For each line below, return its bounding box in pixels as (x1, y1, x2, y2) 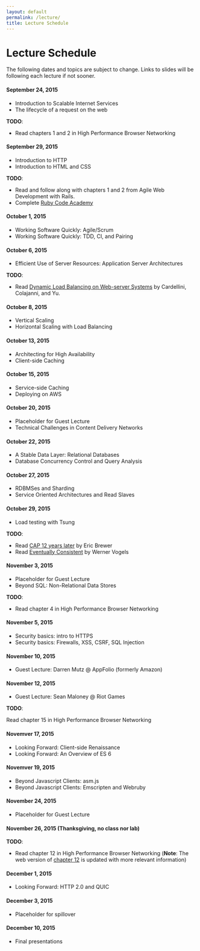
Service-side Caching (14, 384, 69, 391)
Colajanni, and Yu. (14, 290, 60, 297)
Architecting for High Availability (14, 350, 95, 357)
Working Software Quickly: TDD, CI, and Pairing (14, 233, 134, 240)
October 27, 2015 (6, 471, 50, 479)
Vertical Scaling (14, 317, 54, 324)
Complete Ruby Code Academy (14, 199, 93, 206)
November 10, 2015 (6, 652, 56, 660)
